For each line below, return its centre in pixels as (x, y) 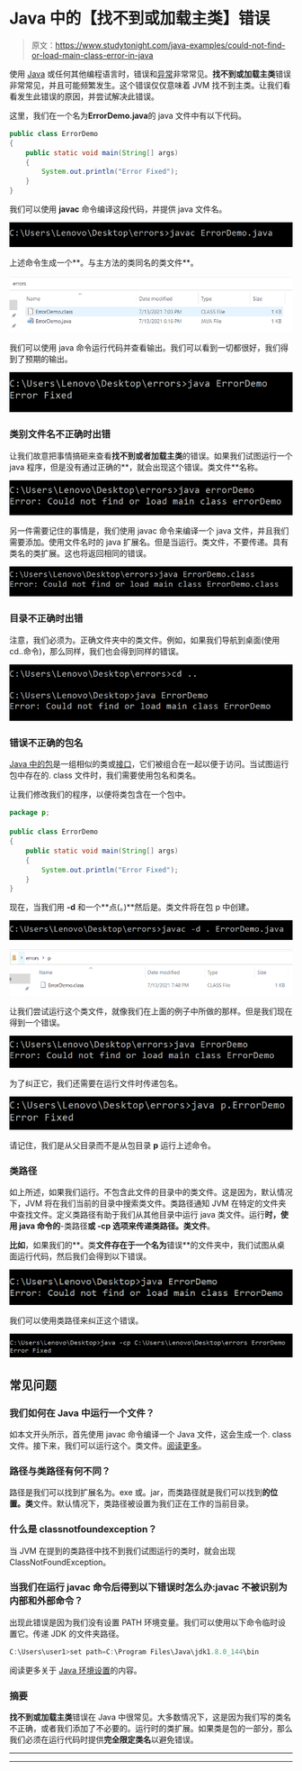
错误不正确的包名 (46, 743)
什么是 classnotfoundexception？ (83, 1529)
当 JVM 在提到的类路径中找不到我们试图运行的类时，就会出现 (123, 1550)
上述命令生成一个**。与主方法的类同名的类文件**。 (104, 263)
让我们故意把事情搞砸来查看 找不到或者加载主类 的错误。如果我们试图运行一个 (151, 455)
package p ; (30, 813)
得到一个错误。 (37, 1022)
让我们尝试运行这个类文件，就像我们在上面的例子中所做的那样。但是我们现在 (151, 1011)
